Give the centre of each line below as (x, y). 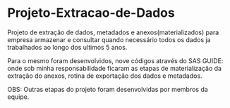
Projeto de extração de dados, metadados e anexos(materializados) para (113, 32)
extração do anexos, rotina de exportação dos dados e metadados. (105, 76)
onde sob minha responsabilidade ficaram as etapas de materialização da (115, 68)
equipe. (18, 97)
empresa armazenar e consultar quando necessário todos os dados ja (109, 39)
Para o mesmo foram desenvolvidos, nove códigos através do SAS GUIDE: (115, 60)
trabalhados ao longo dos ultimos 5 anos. (67, 47)
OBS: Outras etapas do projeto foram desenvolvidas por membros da (108, 89)
